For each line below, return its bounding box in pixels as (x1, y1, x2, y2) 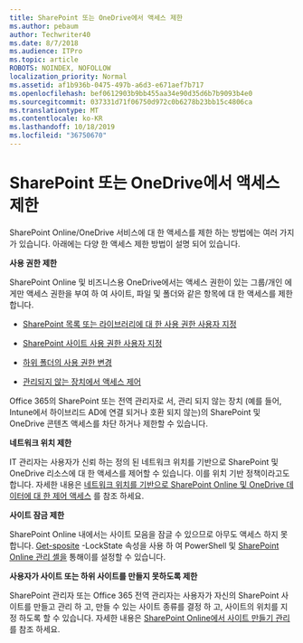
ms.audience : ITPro (9, 47, 83, 56)
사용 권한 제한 (9, 257, 57, 268)
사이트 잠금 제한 (9, 509, 65, 520)
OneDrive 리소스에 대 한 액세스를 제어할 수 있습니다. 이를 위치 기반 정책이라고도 (9, 468, 290, 478)
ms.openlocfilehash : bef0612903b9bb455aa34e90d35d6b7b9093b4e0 (9, 89, 253, 98)
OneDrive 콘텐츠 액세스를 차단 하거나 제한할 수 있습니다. (9, 418, 208, 429)
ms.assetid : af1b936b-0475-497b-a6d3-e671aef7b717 (9, 80, 204, 90)
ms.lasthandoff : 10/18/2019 (9, 123, 116, 132)
